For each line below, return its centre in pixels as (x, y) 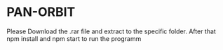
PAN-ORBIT (41, 12)
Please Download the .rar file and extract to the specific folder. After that (111, 31)
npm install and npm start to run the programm (74, 38)
